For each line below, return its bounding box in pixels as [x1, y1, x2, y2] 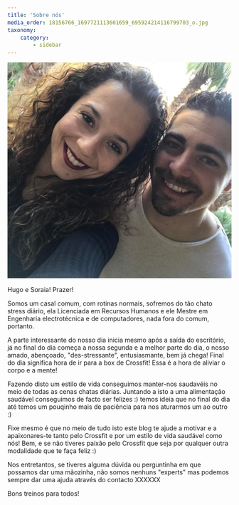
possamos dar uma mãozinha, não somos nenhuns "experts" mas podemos [7, 467, 230, 477]
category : [20, 34, 50, 41]
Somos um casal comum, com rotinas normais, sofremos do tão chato [7, 299, 213, 308]
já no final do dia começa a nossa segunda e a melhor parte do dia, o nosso [7, 343, 230, 352]
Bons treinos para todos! [7, 489, 80, 498]
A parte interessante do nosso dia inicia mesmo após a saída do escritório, [7, 335, 226, 344]
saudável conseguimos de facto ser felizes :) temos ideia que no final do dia [7, 395, 230, 403]
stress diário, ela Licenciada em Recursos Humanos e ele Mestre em [7, 306, 208, 315]
